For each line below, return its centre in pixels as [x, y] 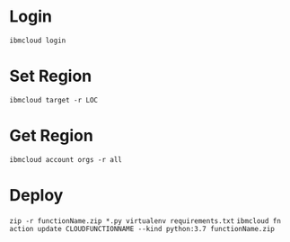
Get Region [52, 136]
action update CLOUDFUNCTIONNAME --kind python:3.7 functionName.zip [142, 229]
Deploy [36, 195]
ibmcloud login [38, 40]
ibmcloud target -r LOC [54, 100]
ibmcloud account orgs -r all [66, 159]
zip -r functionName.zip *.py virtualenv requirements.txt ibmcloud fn [145, 221]
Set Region [51, 76]
